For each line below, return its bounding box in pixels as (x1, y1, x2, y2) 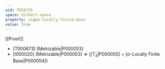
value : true (5, 21, 31, 27)
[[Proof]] (5, 36, 24, 42)
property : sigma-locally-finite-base (5, 17, 86, 22)
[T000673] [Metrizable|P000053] (12, 45, 84, 52)
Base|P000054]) (12, 58, 48, 64)
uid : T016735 (5, 7, 33, 13)
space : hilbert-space (5, 12, 52, 17)
